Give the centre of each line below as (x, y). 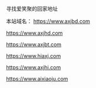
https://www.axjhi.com (34, 67)
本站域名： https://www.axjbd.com (48, 21)
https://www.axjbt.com (34, 44)
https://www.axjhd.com (34, 33)
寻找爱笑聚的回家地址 (32, 9)
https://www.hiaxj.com (34, 56)
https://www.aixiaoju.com (37, 79)
